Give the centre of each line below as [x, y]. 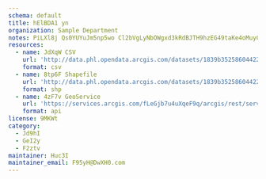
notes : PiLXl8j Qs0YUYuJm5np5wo [61, 38]
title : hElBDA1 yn [38, 23]
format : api [42, 112]
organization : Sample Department [63, 30]
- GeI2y [28, 141]
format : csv [42, 67]
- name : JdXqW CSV [46, 52]
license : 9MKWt [33, 119]
